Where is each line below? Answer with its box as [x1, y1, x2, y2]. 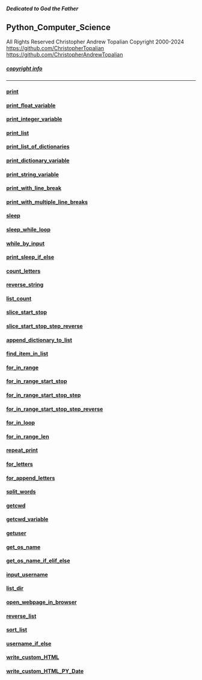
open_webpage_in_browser [6, 598, 77, 606]
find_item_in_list [6, 350, 49, 357]
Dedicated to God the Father [6, 5, 79, 12]
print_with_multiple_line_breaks [6, 198, 88, 205]
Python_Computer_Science [6, 22, 111, 33]
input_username [6, 571, 48, 578]
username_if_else [6, 640, 52, 647]
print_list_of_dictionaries [6, 143, 70, 150]
